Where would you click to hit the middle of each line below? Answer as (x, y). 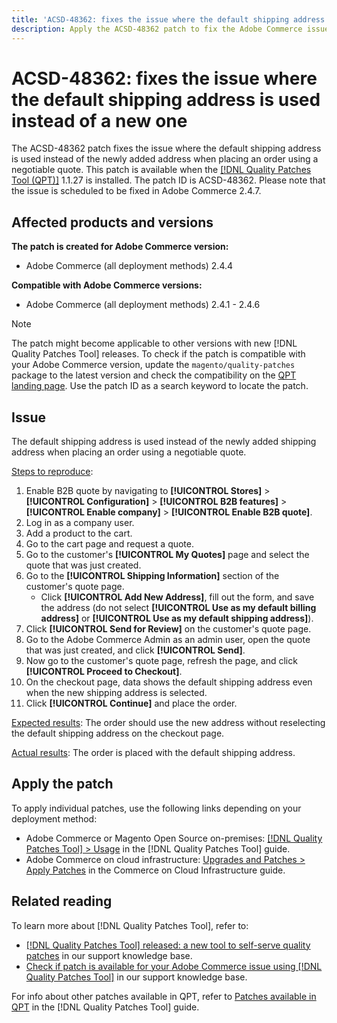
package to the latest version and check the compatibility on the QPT (154, 375)
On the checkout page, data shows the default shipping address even (169, 682)
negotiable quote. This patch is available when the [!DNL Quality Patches (161, 170)
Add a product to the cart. (79, 533)
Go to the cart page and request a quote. (110, 544)
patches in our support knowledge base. (109, 955)
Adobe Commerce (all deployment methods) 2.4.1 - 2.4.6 (143, 305)
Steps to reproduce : (52, 472)
